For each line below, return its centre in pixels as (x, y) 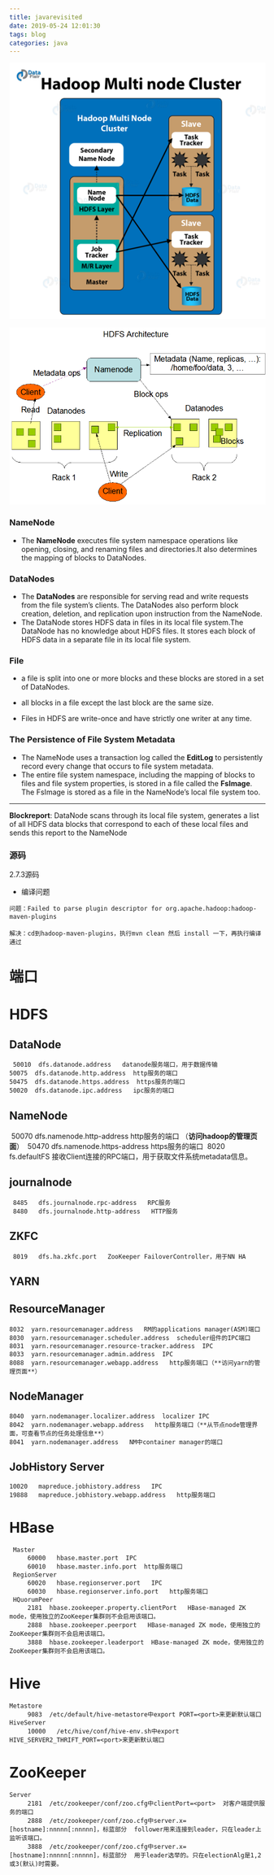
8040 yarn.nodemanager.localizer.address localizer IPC (109, 1416)
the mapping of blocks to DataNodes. (84, 558)
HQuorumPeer (33, 1600)
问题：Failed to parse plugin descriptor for (86, 909)
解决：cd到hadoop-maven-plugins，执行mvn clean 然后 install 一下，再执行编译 (135, 934)
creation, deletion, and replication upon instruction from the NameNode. (141, 614)
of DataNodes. (45, 687)
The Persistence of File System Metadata (92, 740)
